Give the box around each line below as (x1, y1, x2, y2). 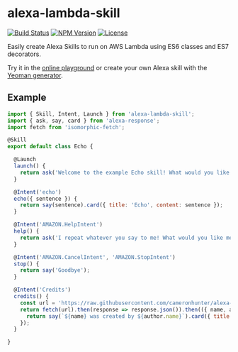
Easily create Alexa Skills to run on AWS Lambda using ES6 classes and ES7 (7, 42, 229, 50)
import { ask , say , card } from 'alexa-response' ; (7, 117, 160, 124)
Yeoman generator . (7, 71, 63, 79)
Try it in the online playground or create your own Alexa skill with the (7, 63, 208, 72)
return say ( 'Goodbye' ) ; (20, 267, 91, 274)
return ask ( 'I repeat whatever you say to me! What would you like (20, 234, 223, 241)
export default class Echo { (7, 143, 93, 150)
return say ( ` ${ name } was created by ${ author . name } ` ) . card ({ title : (25, 312, 233, 320)
